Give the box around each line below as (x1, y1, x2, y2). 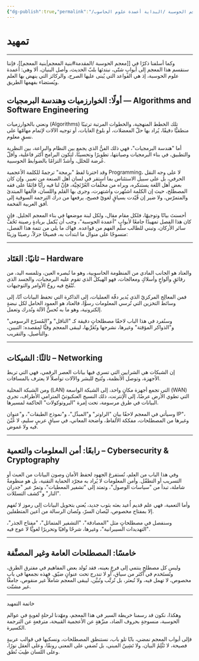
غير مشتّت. (6, 583, 31, 590)
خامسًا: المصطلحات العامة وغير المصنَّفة (6, 548, 136, 558)
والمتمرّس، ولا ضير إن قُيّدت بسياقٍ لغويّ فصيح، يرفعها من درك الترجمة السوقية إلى (6, 194, 188, 201)
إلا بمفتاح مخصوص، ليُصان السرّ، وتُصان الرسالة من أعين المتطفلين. (6, 507, 154, 514)
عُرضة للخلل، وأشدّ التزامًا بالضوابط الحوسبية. (6, 157, 106, 164)
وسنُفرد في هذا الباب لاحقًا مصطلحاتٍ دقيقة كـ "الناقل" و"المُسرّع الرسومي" (6, 317, 173, 325)
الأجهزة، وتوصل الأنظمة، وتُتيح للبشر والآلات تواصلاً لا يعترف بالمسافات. (6, 375, 161, 382)
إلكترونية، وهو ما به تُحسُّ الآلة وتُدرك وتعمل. (6, 306, 102, 313)
